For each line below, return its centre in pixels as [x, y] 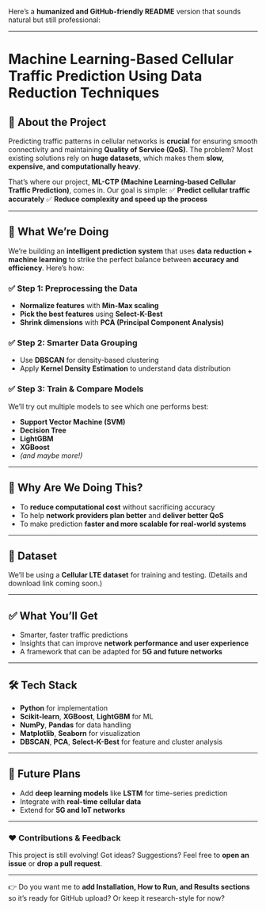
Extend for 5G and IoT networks [72, 810]
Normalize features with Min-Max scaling [89, 306]
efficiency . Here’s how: [46, 268]
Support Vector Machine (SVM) [72, 421]
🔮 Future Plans [45, 774]
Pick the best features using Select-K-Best [91, 314]
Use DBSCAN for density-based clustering [89, 360]
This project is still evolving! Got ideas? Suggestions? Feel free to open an [129, 856]
